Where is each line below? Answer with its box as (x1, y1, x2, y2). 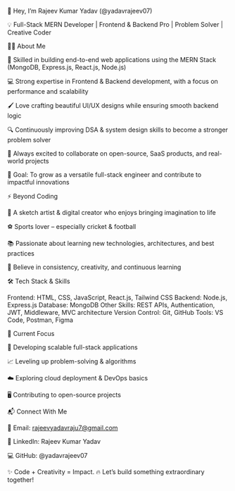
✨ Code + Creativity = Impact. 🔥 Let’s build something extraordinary (7, 468, 205, 476)
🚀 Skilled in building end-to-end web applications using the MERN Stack (7, 56, 217, 63)
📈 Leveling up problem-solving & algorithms (7, 357, 136, 366)
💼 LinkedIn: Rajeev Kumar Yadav (7, 437, 101, 445)
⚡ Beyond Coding (7, 192, 58, 200)
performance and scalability (7, 87, 89, 95)
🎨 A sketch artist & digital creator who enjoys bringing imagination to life (7, 209, 216, 216)
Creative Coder (7, 28, 51, 37)
